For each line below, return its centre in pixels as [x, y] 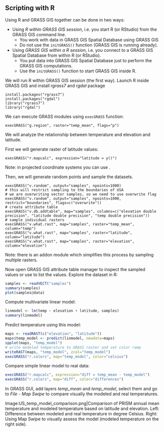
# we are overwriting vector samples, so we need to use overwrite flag [81, 194]
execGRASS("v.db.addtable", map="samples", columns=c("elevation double [81, 211]
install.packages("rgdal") [33, 99]
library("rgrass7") [25, 103]
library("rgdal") [23, 107]
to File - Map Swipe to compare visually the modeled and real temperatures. [82, 394]
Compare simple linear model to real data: [47, 366]
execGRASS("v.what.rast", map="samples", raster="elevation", [70, 241]
